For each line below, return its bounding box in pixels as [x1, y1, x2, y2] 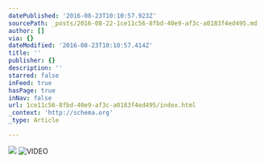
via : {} [8, 34, 35, 43]
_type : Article [8, 116, 60, 124]
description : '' [8, 64, 63, 72]
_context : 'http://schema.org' [8, 109, 114, 117]
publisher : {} [8, 57, 56, 65]
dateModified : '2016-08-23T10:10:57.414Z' [8, 42, 153, 50]
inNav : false [8, 94, 52, 102]
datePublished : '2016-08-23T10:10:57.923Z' [8, 11, 157, 20]
